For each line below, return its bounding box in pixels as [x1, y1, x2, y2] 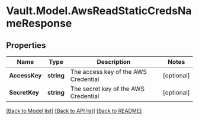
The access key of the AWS [70, 68, 147, 76]
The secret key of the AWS [70, 85, 145, 93]
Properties [6, 40, 46, 50]
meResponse [6, 17, 72, 30]
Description [97, 58, 131, 66]
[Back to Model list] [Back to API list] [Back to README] [6, 108, 142, 114]
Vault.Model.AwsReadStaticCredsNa [6, 4, 192, 18]
